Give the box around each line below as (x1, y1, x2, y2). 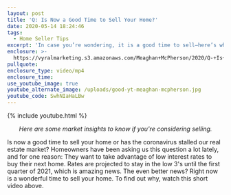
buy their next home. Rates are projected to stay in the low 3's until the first (7, 160, 220, 168)
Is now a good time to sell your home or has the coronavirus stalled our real (7, 138, 221, 146)
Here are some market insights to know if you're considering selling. (19, 125, 212, 133)
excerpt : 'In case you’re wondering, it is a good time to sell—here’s (7, 42, 217, 49)
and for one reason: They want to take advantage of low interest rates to (7, 153, 212, 161)
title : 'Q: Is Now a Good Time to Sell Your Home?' (7, 16, 158, 23)
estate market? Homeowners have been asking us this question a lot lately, (7, 145, 219, 153)
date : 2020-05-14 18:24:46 (7, 23, 85, 29)
